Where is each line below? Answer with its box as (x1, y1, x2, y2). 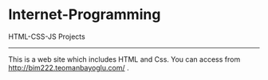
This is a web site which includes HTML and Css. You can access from (8, 54, 241, 64)
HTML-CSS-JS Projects (8, 32, 85, 41)
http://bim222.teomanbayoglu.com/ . (8, 63, 129, 72)
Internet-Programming (8, 6, 161, 24)
